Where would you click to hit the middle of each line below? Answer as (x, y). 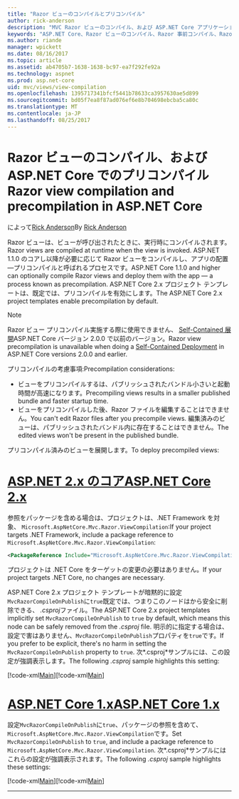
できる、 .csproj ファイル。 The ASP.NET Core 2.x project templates (112, 610)
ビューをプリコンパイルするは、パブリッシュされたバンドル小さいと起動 (124, 384)
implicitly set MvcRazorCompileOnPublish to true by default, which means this (119, 619)
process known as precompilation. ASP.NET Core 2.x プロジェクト (105, 284)
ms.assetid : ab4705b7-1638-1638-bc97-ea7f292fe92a (84, 67)
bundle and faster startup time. (63, 401)
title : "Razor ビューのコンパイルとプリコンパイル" (76, 14)
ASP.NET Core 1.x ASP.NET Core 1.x (114, 704)
